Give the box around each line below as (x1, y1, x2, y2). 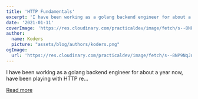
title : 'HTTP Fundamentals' (6, 8, 75, 15)
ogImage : (6, 47, 28, 53)
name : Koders (11, 36, 44, 42)
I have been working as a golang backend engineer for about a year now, (6, 68, 184, 75)
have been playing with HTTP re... (6, 75, 88, 82)
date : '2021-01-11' (6, 19, 54, 25)
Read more (6, 86, 33, 93)
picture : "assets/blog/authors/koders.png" (11, 42, 120, 48)
